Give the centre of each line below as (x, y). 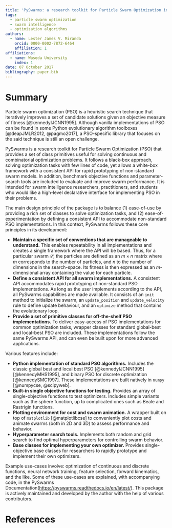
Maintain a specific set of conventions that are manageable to (80, 240)
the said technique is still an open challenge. (52, 139)
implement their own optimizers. (47, 456)
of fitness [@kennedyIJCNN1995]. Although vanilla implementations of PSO (85, 122)
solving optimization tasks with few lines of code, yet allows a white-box (81, 165)
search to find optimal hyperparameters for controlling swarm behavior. (88, 440)
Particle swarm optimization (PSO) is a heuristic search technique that (79, 111)
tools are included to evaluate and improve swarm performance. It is (93, 181)
